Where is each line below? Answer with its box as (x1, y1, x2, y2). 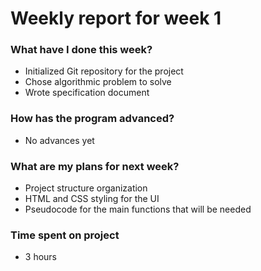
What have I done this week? (10, 43, 153, 57)
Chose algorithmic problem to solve (24, 76, 172, 88)
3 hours (24, 251, 57, 263)
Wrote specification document (24, 87, 150, 99)
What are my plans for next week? (10, 159, 180, 173)
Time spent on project (10, 228, 120, 242)
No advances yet (24, 134, 95, 146)
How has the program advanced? (10, 112, 175, 126)
